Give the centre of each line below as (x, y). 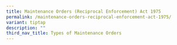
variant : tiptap (26, 22)
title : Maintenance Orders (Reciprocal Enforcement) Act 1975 (84, 11)
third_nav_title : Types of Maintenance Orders (64, 33)
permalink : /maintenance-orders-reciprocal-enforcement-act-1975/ (89, 17)
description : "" (26, 28)
